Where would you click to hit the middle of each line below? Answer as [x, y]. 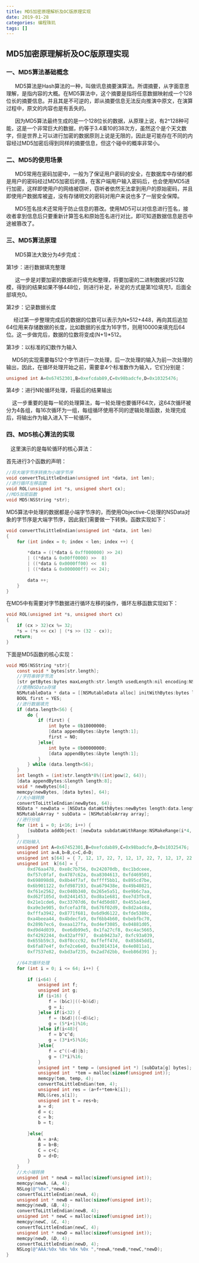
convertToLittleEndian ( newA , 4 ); [58, 1194]
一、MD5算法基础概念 [38, 72]
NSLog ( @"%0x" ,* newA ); [43, 1189]
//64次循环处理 [33, 963]
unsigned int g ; [58, 990]
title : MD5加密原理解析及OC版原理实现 [49, 12]
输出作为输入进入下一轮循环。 [58, 418]
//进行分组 [28, 820]
